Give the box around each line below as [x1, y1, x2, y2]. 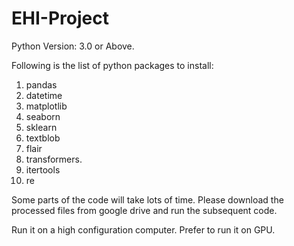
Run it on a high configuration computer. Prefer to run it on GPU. [11, 223, 276, 236]
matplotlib [25, 100, 68, 112]
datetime [25, 89, 63, 101]
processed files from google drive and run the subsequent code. [11, 204, 278, 216]
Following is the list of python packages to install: [11, 59, 214, 71]
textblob [25, 132, 61, 144]
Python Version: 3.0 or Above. [11, 40, 135, 52]
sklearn [25, 121, 58, 133]
